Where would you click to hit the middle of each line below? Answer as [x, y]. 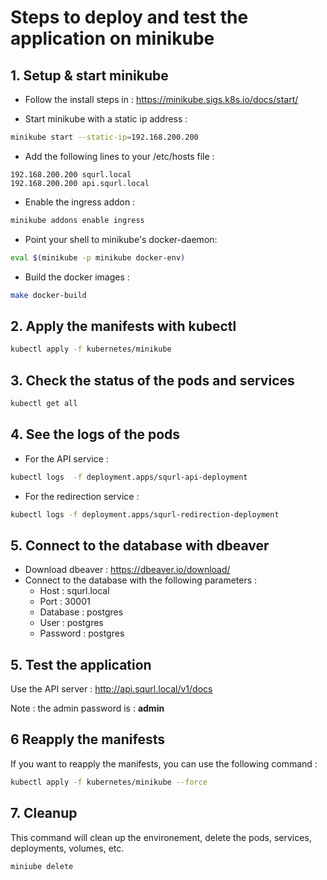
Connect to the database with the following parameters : [141, 580]
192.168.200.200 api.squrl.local [80, 183]
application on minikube [112, 38]
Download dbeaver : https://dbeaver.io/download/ [127, 570]
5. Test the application [81, 664]
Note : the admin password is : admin [87, 708]
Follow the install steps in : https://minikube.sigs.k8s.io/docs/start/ [161, 99]
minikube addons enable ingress [77, 220]
